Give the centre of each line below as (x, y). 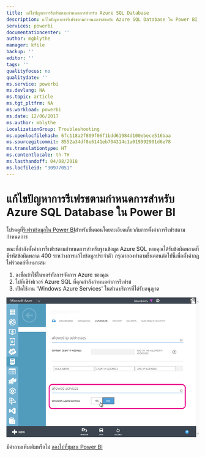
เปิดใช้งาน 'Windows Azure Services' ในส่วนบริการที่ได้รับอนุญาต (87, 288)
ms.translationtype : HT (37, 149)
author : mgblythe (28, 39)
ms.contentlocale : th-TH (38, 155)
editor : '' (20, 58)
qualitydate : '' (27, 77)
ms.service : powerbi (33, 84)
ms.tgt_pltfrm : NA (30, 103)
